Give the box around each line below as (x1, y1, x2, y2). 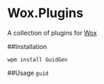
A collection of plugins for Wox (7, 28, 98, 37)
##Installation (7, 42, 47, 51)
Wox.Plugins (7, 5, 83, 21)
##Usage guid (7, 68, 49, 77)
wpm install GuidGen (7, 56, 69, 63)
